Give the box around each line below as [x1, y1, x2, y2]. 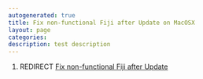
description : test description [8, 41, 111, 48]
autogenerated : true [8, 11, 76, 20]
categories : [8, 33, 47, 41]
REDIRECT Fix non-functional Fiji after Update [19, 62, 168, 71]
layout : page [8, 26, 51, 34]
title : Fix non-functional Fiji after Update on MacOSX [8, 19, 195, 27]
